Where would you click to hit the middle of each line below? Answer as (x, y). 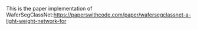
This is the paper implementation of (49, 9)
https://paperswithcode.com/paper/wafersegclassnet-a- (122, 15)
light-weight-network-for (36, 21)
